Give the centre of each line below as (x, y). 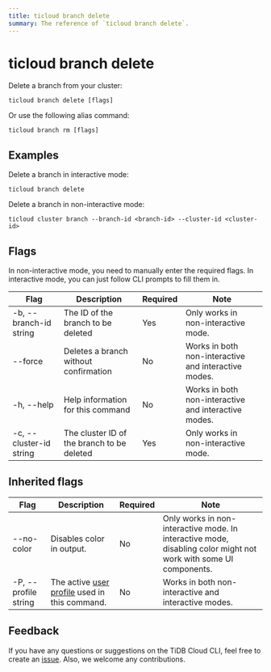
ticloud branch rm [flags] (54, 130)
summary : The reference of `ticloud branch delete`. (99, 23)
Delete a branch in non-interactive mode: (77, 205)
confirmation (88, 371)
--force (28, 361)
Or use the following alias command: (69, 116)
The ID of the (88, 313)
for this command (97, 410)
